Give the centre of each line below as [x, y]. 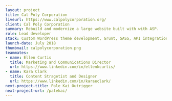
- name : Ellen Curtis [28, 57]
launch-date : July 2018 [31, 43]
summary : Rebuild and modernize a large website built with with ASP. [82, 29]
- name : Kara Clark [26, 72]
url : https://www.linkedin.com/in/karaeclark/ [60, 81]
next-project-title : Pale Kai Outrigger [49, 86]
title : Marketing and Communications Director [60, 62]
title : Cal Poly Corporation [36, 15]
